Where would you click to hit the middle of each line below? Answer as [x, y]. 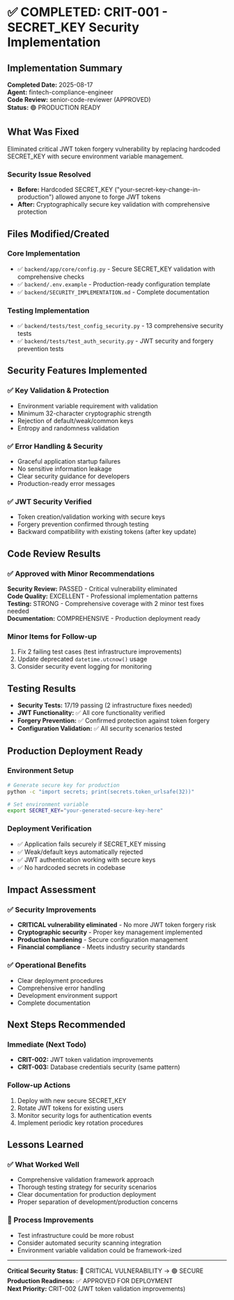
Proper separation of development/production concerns [97, 1202]
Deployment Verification [49, 829]
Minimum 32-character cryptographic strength [84, 413]
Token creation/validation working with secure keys [91, 517]
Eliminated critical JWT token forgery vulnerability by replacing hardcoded [114, 149]
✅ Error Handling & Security [55, 446]
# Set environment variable [48, 804]
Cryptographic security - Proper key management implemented [110, 932]
